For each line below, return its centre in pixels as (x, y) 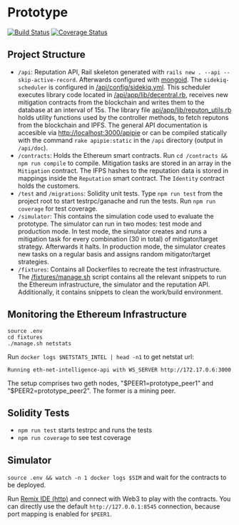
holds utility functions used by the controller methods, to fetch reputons (123, 117)
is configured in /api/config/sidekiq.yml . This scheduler (130, 87)
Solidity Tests (39, 412)
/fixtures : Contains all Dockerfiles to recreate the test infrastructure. (119, 269)
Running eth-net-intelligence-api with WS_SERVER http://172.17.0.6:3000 (119, 370)
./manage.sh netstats (40, 344)
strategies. (34, 261)
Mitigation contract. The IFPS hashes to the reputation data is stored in (123, 170)
